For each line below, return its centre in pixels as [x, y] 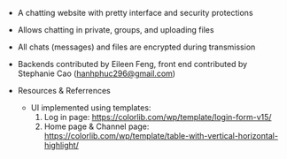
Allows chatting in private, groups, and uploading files [116, 30]
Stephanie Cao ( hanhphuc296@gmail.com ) [96, 73]
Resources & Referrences [64, 91]
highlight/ [62, 145]
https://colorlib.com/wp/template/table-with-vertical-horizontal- [161, 136]
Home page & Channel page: [97, 126]
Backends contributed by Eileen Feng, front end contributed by [132, 64]
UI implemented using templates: [91, 108]
